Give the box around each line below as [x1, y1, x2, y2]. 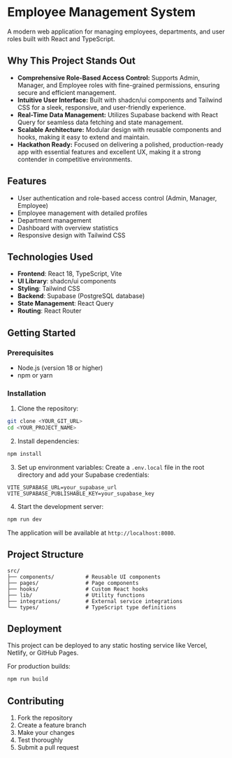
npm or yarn [17, 371, 53, 380]
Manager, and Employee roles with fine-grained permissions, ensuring [17, 81, 220, 89]
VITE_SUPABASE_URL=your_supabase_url [7, 484, 117, 491]
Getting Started [7, 327, 76, 339]
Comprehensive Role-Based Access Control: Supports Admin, [17, 73, 201, 82]
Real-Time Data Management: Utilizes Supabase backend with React [17, 110, 219, 119]
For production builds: [7, 662, 71, 671]
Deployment [7, 623, 62, 635]
